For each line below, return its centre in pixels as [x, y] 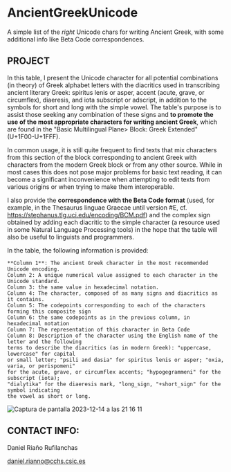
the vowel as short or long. [49, 396]
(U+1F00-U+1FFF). [34, 136]
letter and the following [44, 342]
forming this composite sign [49, 311]
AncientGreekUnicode [73, 13]
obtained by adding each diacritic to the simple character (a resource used [113, 222]
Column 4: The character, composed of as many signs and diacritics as [112, 293]
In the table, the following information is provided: [78, 250]
